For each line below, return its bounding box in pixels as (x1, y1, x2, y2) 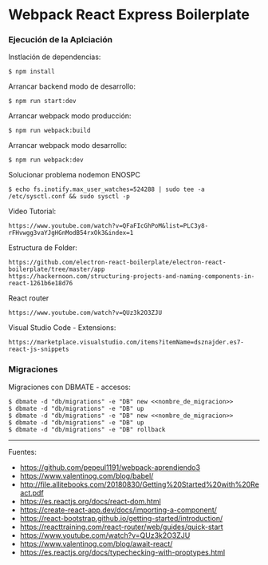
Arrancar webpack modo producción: (8, 111, 132, 121)
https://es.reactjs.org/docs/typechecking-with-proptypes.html (19, 547, 226, 557)
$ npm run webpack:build (8, 126, 91, 135)
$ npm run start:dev (8, 97, 77, 105)
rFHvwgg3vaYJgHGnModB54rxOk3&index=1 (8, 229, 134, 237)
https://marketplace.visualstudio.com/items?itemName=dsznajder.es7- (8, 338, 245, 347)
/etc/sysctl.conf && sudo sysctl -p (8, 193, 130, 201)
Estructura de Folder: (8, 243, 78, 253)
